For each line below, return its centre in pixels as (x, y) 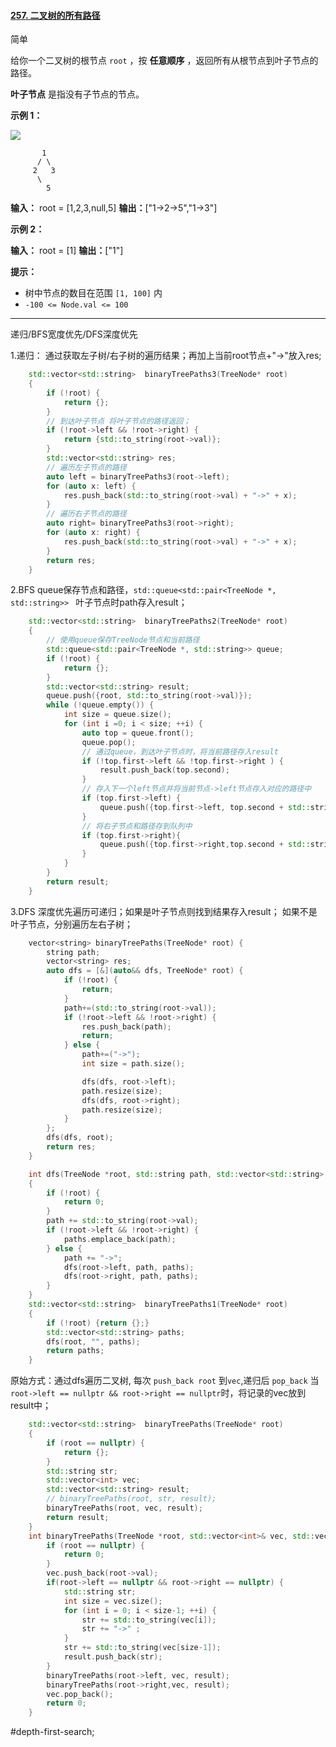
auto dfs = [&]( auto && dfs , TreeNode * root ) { (145, 971)
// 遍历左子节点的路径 (86, 467)
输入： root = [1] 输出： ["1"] (67, 251)
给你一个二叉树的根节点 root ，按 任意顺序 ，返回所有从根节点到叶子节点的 (164, 61)
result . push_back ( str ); (113, 1657)
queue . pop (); (109, 742)
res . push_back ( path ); (126, 1026)
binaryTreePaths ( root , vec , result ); (124, 1508)
